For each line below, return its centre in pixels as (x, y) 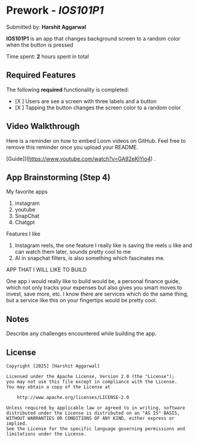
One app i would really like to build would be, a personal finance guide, (93, 281)
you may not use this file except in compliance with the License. (92, 382)
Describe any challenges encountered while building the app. (81, 334)
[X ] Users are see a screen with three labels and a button (86, 101)
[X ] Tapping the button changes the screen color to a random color (98, 108)
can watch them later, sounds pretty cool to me (73, 252)
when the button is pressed (40, 45)
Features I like (23, 234)
